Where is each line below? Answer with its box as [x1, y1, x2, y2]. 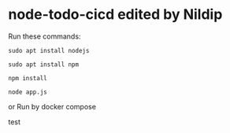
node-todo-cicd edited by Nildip [8, 6, 223, 24]
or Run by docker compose [8, 102, 97, 111]
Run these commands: [8, 31, 81, 41]
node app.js [8, 88, 47, 96]
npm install [8, 74, 47, 82]
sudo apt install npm [8, 61, 80, 68]
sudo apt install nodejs [8, 46, 90, 54]
